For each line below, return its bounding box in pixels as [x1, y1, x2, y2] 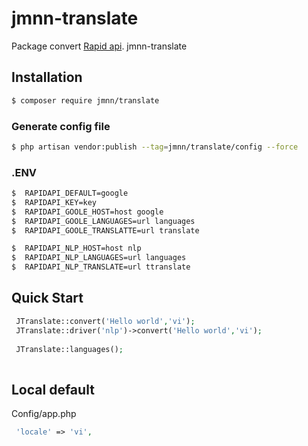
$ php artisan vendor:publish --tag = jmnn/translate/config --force [11, 142, 299, 152]
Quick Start [11, 290, 84, 307]
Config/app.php [11, 408, 77, 420]
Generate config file [11, 119, 111, 133]
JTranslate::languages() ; [15, 344, 124, 354]
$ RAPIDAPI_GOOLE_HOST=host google [11, 207, 164, 217]
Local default [11, 381, 95, 398]
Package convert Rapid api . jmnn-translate [11, 40, 188, 52]
